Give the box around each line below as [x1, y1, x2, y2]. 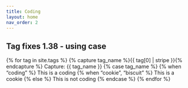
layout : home [6, 14, 38, 20]
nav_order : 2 [6, 19, 38, 25]
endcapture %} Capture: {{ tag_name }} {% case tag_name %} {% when [6, 63, 182, 70]
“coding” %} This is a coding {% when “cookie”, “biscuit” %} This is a [6, 69, 175, 76]
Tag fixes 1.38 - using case [6, 41, 107, 51]
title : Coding [6, 8, 41, 15]
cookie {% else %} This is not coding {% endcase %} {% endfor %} [6, 76, 171, 83]
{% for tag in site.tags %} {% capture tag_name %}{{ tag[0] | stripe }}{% [6, 57, 183, 64]
